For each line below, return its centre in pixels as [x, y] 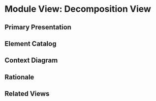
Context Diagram [31, 61]
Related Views [27, 94]
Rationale [19, 77]
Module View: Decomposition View [78, 9]
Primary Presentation [38, 27]
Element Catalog [31, 43]
